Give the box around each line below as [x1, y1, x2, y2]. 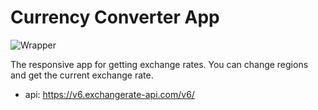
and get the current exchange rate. [10, 69, 154, 81]
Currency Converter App [10, 6, 220, 29]
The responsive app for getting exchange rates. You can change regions [10, 58, 309, 70]
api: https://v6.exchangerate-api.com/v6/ [24, 88, 195, 100]
